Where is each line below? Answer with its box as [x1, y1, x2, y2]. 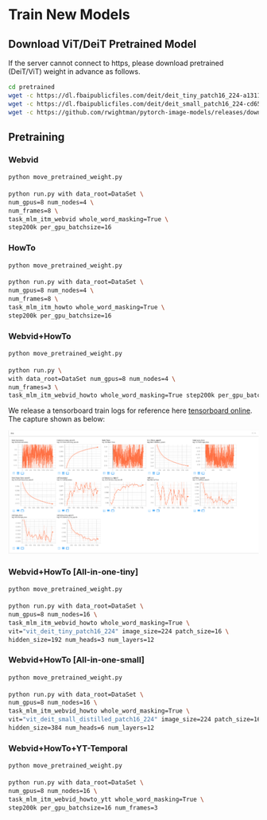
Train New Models [8, 6, 130, 24]
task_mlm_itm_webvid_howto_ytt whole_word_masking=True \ [8, 795, 204, 803]
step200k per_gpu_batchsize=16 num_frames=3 [8, 803, 158, 812]
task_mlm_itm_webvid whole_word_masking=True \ [8, 215, 169, 223]
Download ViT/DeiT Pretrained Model [8, 37, 197, 51]
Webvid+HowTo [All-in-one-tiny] [8, 566, 139, 577]
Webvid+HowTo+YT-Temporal [8, 742, 129, 753]
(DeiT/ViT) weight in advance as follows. [8, 67, 141, 76]
